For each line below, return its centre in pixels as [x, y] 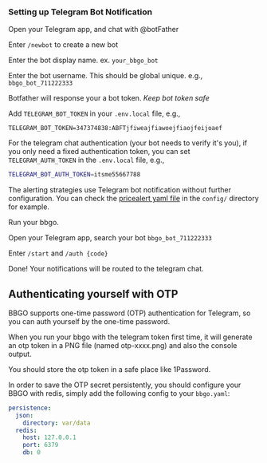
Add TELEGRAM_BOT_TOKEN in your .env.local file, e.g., [94, 113]
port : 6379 [41, 445]
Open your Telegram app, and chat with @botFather [94, 30]
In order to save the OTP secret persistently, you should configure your [125, 385]
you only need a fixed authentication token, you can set [99, 152]
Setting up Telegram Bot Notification [80, 12]
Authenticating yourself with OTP [93, 294]
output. [20, 354]
